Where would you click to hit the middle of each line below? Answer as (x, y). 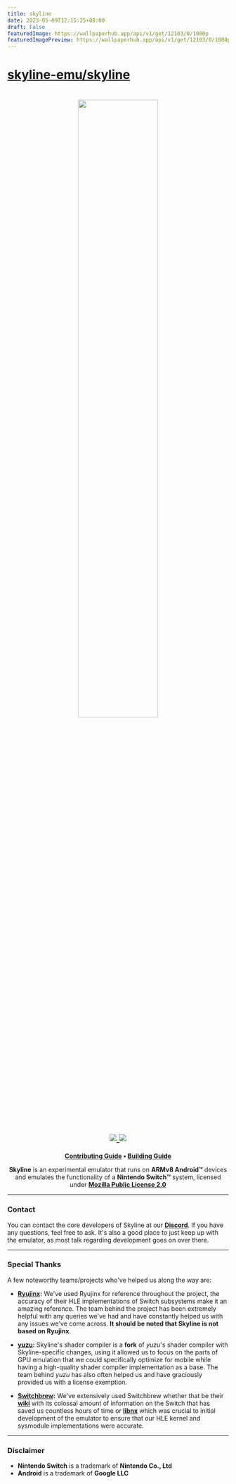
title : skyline (29, 14)
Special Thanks (34, 1264)
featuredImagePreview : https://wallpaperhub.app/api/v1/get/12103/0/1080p (119, 40)
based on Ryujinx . (44, 1331)
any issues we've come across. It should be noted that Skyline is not (118, 1323)
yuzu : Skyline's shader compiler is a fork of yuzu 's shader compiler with (123, 1345)
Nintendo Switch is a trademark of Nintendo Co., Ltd (94, 1466)
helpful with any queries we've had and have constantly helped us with (120, 1316)
